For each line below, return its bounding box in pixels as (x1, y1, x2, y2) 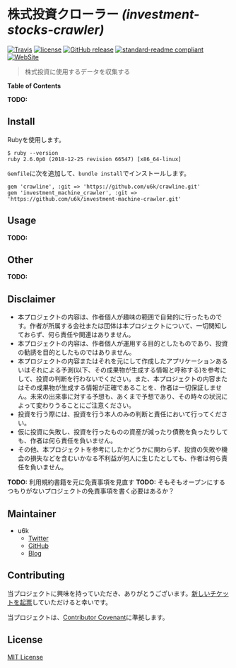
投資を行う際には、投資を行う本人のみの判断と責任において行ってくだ (17, 410, 222, 418)
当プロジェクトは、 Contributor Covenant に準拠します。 (7, 613, 169, 621)
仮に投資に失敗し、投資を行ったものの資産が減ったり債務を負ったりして (17, 428, 228, 436)
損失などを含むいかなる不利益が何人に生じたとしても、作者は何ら (30, 454, 222, 463)
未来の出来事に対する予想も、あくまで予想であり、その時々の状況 (30, 392, 222, 401)
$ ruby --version (7, 149, 59, 156)
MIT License (7, 652, 44, 661)
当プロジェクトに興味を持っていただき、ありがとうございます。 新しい (7, 589, 211, 597)
